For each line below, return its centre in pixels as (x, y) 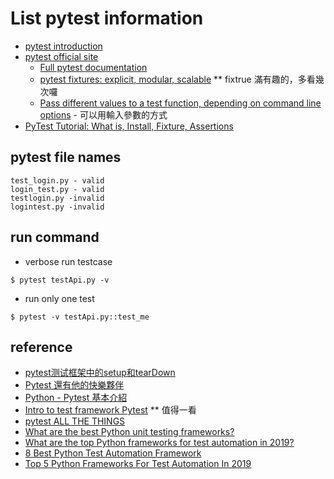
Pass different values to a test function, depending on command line (180, 103)
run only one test (59, 298)
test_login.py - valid (57, 180)
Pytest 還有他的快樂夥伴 (74, 385)
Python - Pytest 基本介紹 (76, 398)
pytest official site (61, 56)
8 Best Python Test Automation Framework (113, 453)
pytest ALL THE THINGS (75, 421)
